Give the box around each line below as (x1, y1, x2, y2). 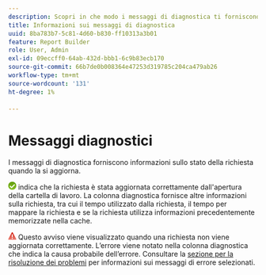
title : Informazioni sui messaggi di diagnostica (8, 21, 176, 29)
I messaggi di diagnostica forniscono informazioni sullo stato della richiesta (8, 158, 254, 167)
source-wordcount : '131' (8, 79, 90, 87)
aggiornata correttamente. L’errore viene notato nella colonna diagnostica (8, 241, 249, 250)
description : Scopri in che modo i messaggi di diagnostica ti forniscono (8, 13, 260, 21)
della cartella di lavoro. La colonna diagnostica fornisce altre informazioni (8, 191, 247, 201)
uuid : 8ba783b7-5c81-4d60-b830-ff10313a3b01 (8, 29, 158, 37)
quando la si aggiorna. (8, 166, 82, 176)
